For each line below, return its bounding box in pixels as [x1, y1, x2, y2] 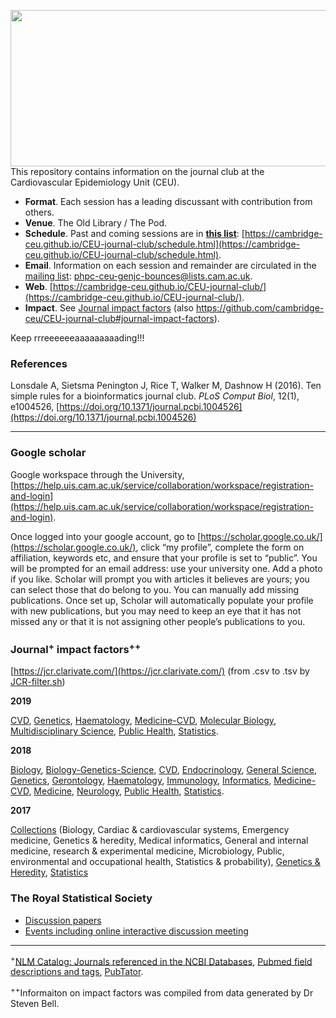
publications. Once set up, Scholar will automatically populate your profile [10, 594, 314, 606]
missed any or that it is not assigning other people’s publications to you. [10, 615, 306, 627]
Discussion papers [24, 914, 102, 926]
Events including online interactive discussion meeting [24, 925, 249, 937]
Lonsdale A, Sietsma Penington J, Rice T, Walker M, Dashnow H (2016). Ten [10, 380, 322, 392]
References [10, 356, 68, 370]
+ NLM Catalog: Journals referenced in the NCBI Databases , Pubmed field [10, 953, 313, 967]
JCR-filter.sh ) [10, 676, 66, 688]
